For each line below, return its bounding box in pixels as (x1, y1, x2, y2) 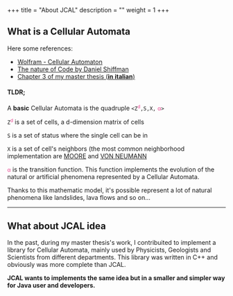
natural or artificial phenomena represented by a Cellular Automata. (7, 173, 200, 181)
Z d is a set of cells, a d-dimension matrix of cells (7, 118, 144, 127)
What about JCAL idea (7, 220, 106, 232)
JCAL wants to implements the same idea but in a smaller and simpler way (7, 273, 225, 282)
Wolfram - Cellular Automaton (17, 57, 103, 66)
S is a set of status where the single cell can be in (7, 131, 148, 140)
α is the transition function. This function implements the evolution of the (7, 165, 215, 174)
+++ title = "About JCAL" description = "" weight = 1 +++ (7, 6, 170, 14)
